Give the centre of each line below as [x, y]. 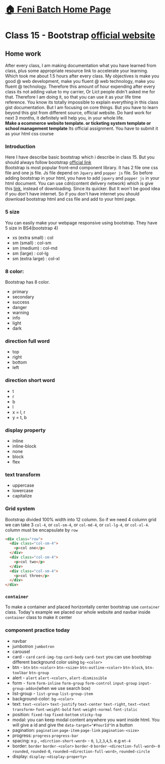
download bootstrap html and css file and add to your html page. [71, 199]
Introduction [20, 147]
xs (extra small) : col [33, 237]
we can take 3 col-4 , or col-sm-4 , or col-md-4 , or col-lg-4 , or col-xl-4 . [77, 525]
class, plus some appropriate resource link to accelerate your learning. [77, 71]
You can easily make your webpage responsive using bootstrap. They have [81, 223]
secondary [23, 297]
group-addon [24, 688]
